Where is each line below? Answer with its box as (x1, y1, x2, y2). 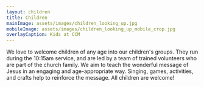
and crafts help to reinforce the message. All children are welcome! (6, 74, 175, 82)
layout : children (6, 9, 51, 15)
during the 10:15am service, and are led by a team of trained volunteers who (6, 55, 197, 62)
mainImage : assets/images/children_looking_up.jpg (6, 20, 138, 26)
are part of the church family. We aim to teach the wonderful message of (6, 61, 189, 69)
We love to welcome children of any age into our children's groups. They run (6, 48, 199, 55)
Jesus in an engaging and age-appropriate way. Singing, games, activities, (6, 68, 194, 75)
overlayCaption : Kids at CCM (6, 32, 80, 38)
